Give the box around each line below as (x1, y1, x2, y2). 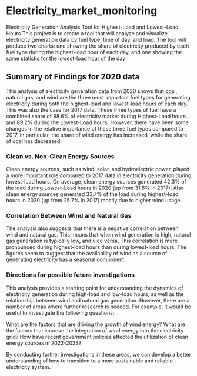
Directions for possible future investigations (6, 271, 135, 279)
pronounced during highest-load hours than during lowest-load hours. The (6, 244, 187, 251)
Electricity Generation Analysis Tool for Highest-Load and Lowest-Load (6, 24, 179, 31)
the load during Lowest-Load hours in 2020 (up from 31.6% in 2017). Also (6, 184, 184, 192)
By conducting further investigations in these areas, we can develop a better (6, 351, 191, 358)
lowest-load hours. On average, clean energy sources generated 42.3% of (6, 178, 187, 185)
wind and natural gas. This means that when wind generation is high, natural (6, 231, 191, 238)
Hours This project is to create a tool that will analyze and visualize (6, 29, 168, 36)
